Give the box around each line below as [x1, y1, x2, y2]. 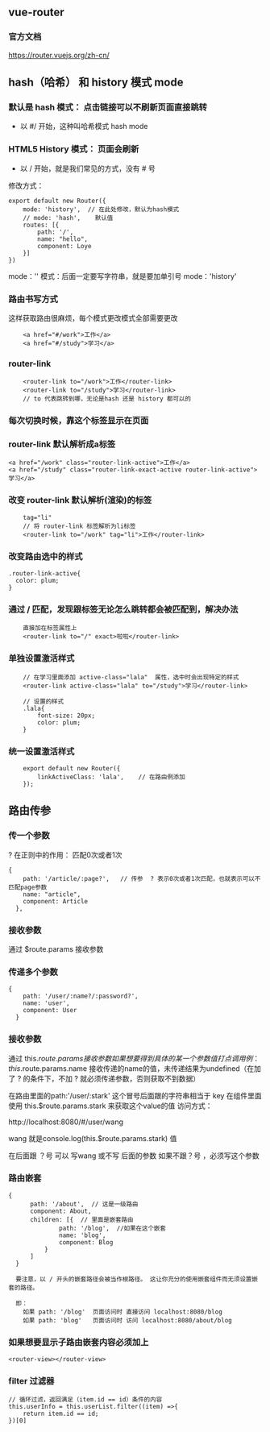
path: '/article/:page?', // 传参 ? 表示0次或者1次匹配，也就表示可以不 [23, 874, 261, 882]
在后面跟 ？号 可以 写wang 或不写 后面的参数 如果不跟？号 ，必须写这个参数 [8, 1151, 260, 1160]
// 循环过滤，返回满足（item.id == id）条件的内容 [8, 1396, 163, 1404]
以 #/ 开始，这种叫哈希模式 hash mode [19, 122, 148, 131]
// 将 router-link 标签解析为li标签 [23, 522, 136, 530]
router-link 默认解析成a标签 [8, 438, 116, 450]
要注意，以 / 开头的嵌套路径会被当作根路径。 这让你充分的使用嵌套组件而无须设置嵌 [15, 1275, 258, 1283]
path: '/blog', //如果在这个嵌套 [59, 1224, 167, 1232]
